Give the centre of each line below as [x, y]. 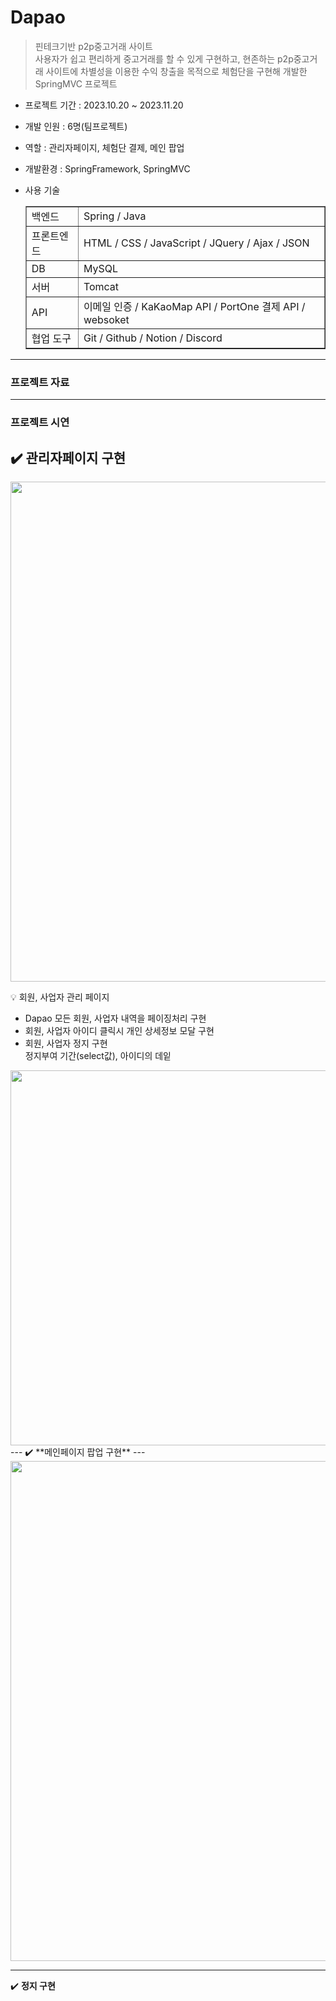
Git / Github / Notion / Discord [153, 338]
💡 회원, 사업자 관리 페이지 [60, 997]
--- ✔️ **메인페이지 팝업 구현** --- [78, 1452]
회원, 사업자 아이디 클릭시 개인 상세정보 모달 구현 [119, 1030]
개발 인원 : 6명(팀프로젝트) [76, 126]
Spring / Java [115, 216]
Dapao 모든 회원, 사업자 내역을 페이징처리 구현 [115, 1018]
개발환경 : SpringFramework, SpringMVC [107, 168]
